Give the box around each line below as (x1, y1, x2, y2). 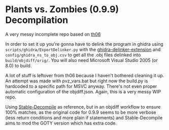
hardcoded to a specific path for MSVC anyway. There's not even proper (5, 83, 157, 89)
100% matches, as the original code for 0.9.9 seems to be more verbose (5, 109, 156, 115)
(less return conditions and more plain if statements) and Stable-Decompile (5, 114, 163, 120)
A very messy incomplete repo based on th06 (5, 31, 101, 37)
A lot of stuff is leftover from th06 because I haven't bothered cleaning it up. (5, 72, 164, 78)
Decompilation (5, 14, 69, 26)
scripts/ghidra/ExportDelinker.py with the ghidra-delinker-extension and (5, 46, 161, 52)
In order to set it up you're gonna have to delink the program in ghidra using (5, 41, 163, 47)
